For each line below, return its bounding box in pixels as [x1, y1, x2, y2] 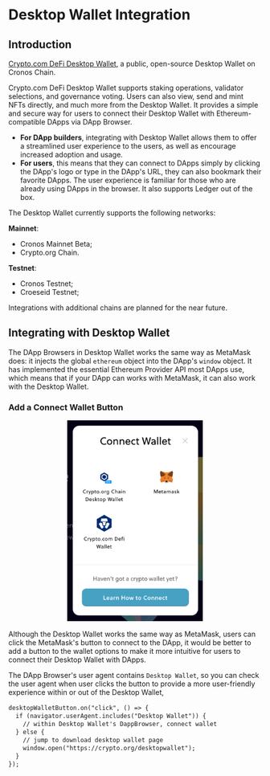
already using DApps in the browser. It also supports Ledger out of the [19, 184, 253, 194]
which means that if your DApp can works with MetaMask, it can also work [8, 373, 256, 382]
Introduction [8, 38, 72, 51]
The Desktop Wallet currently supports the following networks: [8, 208, 216, 218]
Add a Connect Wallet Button [8, 402, 124, 413]
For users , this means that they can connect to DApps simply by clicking [19, 158, 261, 168]
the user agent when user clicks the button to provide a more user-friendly [8, 679, 256, 688]
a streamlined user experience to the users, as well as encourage [19, 141, 236, 150]
